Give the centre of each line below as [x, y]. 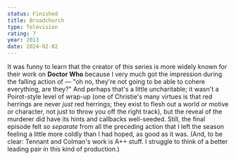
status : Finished [33, 14]
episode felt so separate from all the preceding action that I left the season [116, 127]
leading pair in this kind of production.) [63, 149]
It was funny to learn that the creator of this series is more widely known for [117, 67]
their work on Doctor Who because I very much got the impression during [115, 74]
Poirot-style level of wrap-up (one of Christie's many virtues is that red [110, 97]
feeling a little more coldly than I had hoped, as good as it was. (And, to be [115, 134]
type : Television [33, 27]
